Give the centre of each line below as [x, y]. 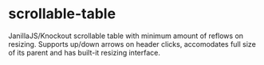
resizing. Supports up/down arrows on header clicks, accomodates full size [132, 44]
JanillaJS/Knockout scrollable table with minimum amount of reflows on [126, 36]
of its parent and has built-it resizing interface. [85, 52]
